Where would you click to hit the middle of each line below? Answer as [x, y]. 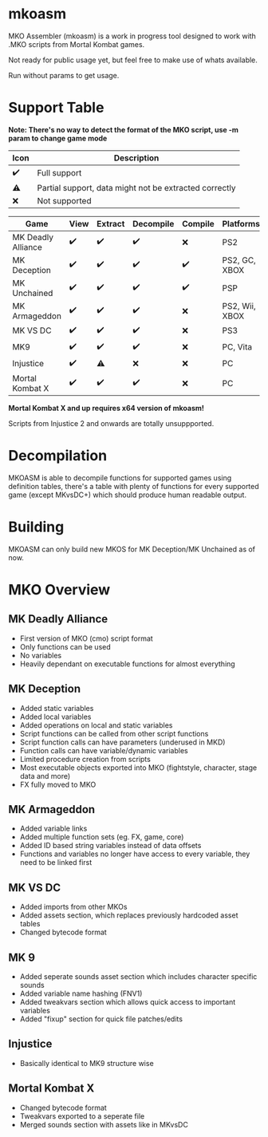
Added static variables [57, 708]
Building [36, 527]
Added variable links [53, 829]
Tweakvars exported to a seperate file [82, 1116]
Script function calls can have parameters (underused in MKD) [122, 742]
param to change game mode [58, 138]
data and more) [45, 776]
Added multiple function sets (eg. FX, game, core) [102, 837]
